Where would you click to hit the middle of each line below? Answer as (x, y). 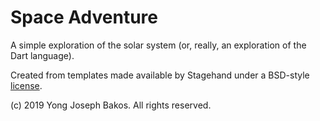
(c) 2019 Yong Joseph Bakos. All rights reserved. (111, 105)
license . (26, 85)
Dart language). (42, 55)
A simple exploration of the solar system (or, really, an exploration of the (158, 45)
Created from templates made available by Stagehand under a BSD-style (160, 75)
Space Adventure (84, 17)
